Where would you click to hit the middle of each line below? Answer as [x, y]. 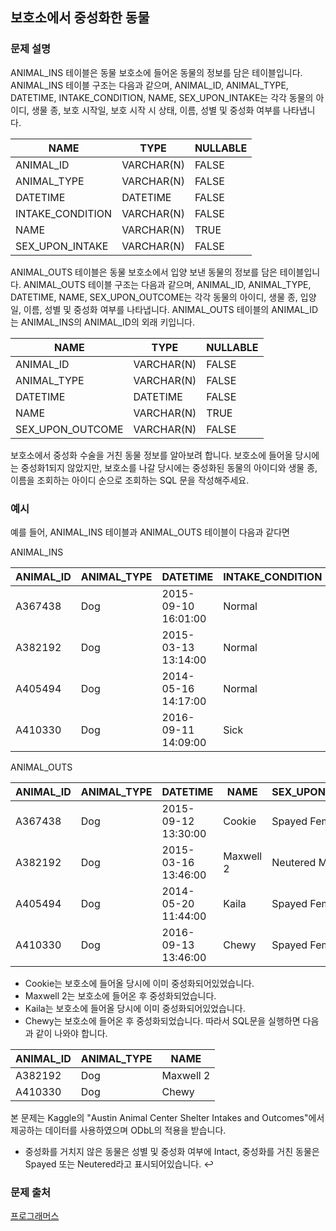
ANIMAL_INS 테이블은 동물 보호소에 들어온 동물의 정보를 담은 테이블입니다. [156, 72]
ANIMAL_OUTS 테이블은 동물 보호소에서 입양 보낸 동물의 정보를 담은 [144, 272]
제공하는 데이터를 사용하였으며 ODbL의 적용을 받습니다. [118, 1130]
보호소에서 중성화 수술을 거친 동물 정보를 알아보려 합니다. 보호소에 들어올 [151, 455]
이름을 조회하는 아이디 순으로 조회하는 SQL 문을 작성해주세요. [130, 480]
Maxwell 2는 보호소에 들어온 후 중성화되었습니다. [120, 995]
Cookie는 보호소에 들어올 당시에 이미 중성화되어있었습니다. [139, 983]
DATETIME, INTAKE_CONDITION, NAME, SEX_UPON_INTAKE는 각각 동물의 [162, 97]
